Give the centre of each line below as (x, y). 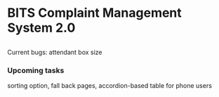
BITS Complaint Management (95, 13)
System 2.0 (41, 28)
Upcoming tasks (36, 70)
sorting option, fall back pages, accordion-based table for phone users (110, 85)
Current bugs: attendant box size (55, 52)
